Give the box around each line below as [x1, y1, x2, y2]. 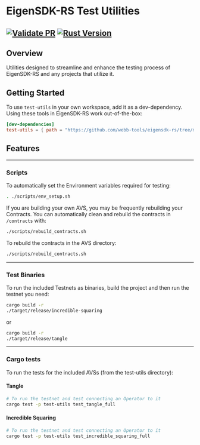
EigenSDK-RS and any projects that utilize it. [6, 70, 114, 78]
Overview [6, 48, 43, 58]
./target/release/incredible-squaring [6, 308, 102, 314]
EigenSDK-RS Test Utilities [6, 4, 140, 18]
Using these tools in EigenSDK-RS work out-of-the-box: [6, 110, 143, 117]
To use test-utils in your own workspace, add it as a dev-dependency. [6, 103, 183, 111]
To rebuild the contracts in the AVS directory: [6, 239, 117, 246]
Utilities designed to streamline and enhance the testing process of [6, 64, 171, 71]
